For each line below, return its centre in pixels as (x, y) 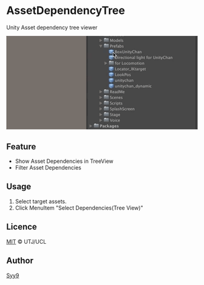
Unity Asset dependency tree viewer (52, 27)
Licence (22, 227)
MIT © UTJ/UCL (26, 241)
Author (20, 261)
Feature (21, 146)
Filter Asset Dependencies (48, 168)
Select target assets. (41, 201)
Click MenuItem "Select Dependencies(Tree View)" (79, 208)
